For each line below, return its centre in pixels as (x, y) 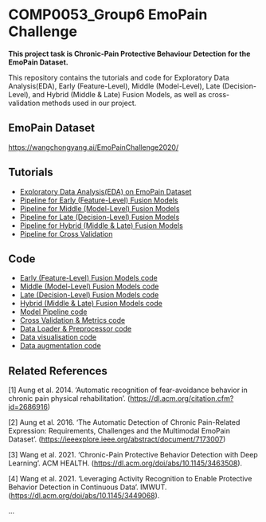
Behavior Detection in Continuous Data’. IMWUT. (88, 487)
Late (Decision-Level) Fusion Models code (89, 295)
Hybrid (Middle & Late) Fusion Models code (91, 304)
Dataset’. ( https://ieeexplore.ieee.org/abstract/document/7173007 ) (117, 439)
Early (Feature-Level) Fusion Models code (88, 278)
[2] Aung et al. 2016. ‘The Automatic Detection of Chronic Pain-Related (124, 422)
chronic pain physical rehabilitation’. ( (69, 398)
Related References (58, 371)
